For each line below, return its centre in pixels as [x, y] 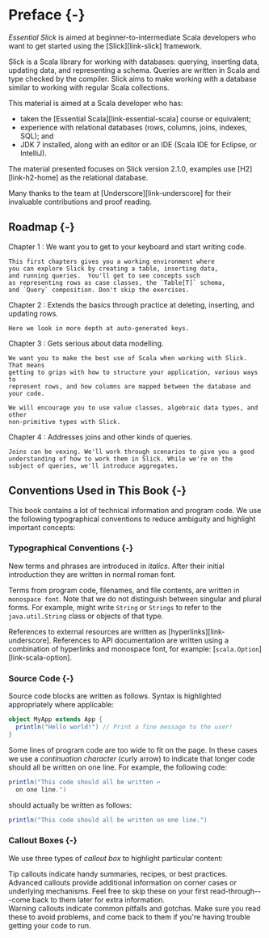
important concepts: [42, 527]
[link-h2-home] [34, 177]
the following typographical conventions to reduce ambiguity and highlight [132, 519]
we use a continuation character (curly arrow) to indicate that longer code [132, 758]
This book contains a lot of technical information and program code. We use [135, 510]
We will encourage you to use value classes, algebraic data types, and [133, 407]
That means [27, 365]
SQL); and [37, 136]
